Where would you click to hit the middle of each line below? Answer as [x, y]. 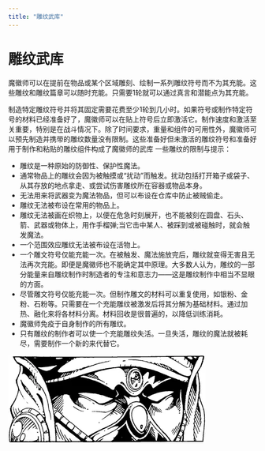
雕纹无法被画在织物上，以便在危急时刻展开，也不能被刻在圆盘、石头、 [134, 215]
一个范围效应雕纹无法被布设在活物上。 [82, 244]
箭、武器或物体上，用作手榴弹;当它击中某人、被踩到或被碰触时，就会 [131, 224]
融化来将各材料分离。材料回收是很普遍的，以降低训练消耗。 [130, 314]
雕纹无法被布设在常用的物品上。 [71, 205]
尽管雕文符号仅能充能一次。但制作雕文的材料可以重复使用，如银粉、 [130, 294]
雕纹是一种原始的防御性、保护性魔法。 [82, 165]
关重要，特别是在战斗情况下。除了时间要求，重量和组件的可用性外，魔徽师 [129, 129]
